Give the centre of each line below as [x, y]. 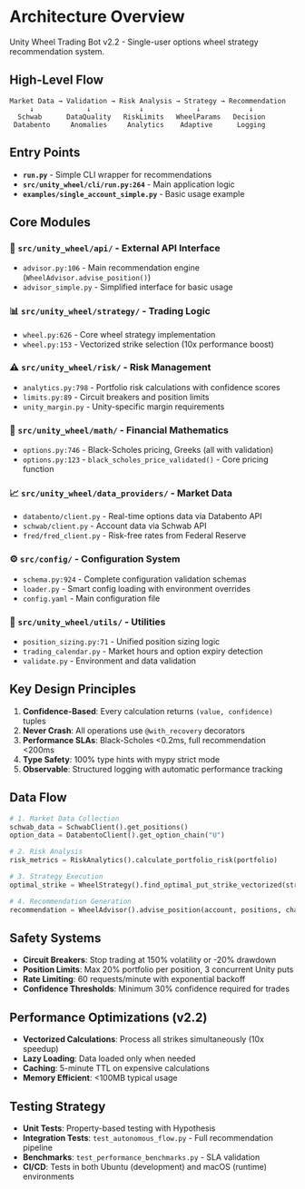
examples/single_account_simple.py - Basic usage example [133, 193]
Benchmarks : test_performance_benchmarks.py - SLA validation [141, 1157]
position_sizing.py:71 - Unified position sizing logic [121, 642]
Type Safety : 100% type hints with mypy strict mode [121, 759]
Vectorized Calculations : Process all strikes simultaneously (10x [143, 1039]
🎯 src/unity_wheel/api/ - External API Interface [115, 248]
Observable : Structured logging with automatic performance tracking [152, 769]
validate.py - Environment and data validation [109, 661]
